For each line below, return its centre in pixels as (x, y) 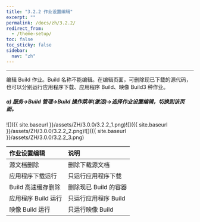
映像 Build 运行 (30, 209)
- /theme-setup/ (32, 34)
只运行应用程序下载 (95, 175)
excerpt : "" (21, 17)
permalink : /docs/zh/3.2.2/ (41, 23)
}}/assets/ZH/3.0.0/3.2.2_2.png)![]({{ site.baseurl (66, 131)
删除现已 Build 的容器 (98, 187)
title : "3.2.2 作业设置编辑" (40, 12)
